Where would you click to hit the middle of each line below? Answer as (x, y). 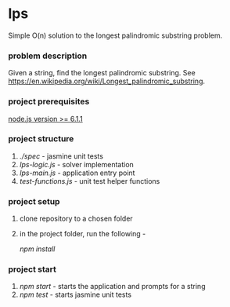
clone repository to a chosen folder (76, 219)
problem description (48, 56)
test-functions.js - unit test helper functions (90, 181)
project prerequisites (49, 101)
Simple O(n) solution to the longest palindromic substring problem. (115, 35)
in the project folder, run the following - (83, 234)
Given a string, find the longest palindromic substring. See (102, 73)
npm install (37, 249)
